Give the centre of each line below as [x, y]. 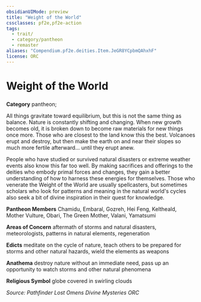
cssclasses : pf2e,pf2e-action [44, 23]
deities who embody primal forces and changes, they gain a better [88, 172]
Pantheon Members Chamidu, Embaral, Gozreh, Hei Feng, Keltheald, [91, 209]
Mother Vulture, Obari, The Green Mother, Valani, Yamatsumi [81, 215]
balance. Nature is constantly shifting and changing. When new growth [94, 122]
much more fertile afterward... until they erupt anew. [70, 147]
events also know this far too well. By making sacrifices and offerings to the [100, 165]
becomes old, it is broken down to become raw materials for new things [95, 128]
